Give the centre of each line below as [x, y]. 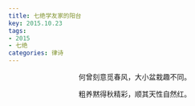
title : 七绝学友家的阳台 [45, 16]
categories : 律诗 [36, 53]
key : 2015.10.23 [35, 23]
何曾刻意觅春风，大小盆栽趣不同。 [135, 77]
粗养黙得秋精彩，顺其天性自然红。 [135, 94]
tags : [17, 31]
